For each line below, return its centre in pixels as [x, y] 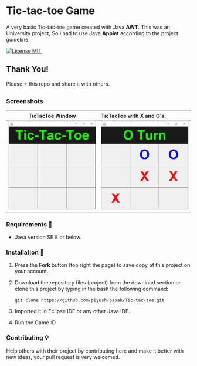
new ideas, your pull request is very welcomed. [63, 357]
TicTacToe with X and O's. [133, 116]
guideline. [18, 39]
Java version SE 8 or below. [48, 237]
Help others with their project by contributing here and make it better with [95, 351]
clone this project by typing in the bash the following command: [91, 289]
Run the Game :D [35, 323]
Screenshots [25, 101]
